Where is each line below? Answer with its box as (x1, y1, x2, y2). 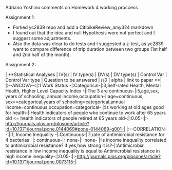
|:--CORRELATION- (126, 126, 167, 132)
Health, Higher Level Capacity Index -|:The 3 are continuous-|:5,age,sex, (5, 88, 159, 94)
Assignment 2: (5, 62, 36, 67)
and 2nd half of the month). (12, 51, 71, 58)
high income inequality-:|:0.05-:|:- (5, 154, 77, 159)
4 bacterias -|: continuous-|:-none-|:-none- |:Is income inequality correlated (5, 137, 167, 143)
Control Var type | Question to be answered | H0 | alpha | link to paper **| (5, 77, 162, 83)
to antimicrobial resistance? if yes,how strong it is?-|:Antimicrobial (5, 142, 145, 148)
